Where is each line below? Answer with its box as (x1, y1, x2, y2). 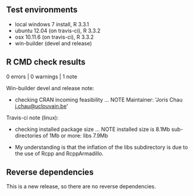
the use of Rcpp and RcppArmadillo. (14, 149, 104, 157)
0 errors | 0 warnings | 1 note (6, 73, 78, 80)
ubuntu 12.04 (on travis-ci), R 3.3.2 (14, 27, 101, 34)
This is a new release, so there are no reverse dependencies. (6, 183, 156, 190)
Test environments (6, 5, 78, 15)
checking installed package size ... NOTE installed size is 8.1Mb (14, 125, 170, 133)
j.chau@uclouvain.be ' (14, 102, 69, 109)
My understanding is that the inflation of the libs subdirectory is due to (14, 143, 188, 151)
